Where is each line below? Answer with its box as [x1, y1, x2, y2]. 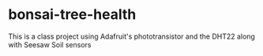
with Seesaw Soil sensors [8, 39, 92, 49]
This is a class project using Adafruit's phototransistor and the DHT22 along [8, 32, 255, 41]
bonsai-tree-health [8, 6, 137, 24]
